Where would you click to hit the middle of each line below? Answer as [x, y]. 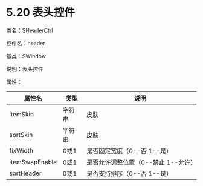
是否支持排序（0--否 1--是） [130, 173]
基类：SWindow [26, 56]
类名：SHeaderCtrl [30, 30]
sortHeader [26, 173]
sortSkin [21, 135]
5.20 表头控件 [41, 12]
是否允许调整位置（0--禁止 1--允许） [142, 162]
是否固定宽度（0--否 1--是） [130, 151]
